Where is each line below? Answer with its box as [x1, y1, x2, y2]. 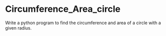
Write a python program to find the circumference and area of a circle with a [5, 20, 162, 26]
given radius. [5, 25, 32, 31]
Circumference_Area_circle [5, 3, 121, 15]
